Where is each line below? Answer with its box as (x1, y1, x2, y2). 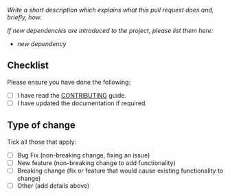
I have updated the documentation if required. (16, 99, 148, 107)
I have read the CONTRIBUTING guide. (16, 91, 127, 99)
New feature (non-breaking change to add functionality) (16, 158, 176, 167)
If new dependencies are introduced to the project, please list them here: (7, 27, 214, 34)
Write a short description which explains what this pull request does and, (7, 6, 214, 14)
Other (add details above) (16, 182, 90, 190)
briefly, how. (7, 13, 43, 21)
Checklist (7, 60, 49, 72)
